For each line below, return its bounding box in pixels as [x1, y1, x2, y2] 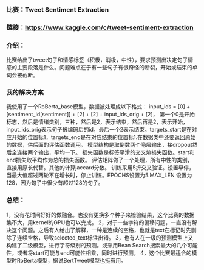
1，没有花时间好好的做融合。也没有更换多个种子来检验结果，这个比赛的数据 [6, 211, 195, 218]
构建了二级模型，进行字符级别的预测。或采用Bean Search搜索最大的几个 [6, 241, 187, 249]
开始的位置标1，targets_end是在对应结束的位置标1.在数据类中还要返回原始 [11, 133, 196, 141]
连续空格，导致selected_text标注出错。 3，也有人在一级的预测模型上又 [16, 233, 194, 241]
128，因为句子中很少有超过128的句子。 [6, 179, 104, 187]
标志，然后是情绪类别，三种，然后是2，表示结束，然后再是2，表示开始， [6, 118, 189, 126]
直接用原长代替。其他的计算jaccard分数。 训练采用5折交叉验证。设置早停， [6, 164, 195, 171]
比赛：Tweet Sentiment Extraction [6, 5, 109, 13]
